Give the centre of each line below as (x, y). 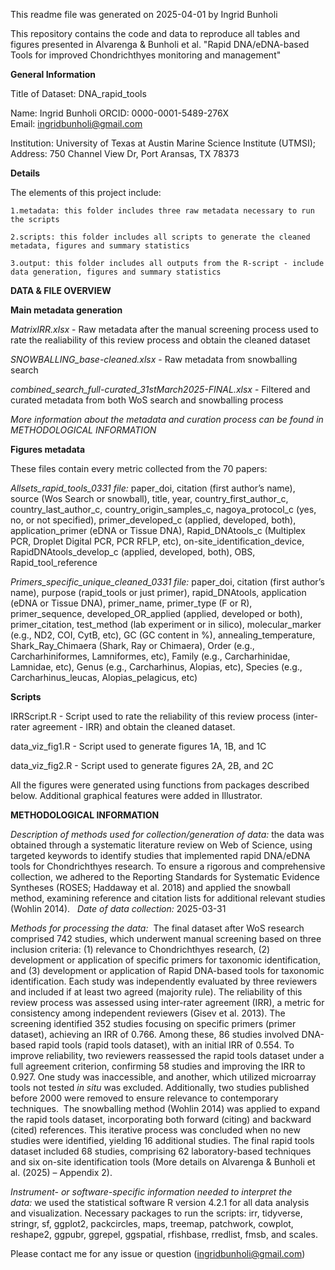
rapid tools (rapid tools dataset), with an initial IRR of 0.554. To (166, 1045)
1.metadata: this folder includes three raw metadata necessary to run (162, 211)
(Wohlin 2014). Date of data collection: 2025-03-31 (118, 908)
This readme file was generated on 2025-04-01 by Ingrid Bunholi (144, 14)
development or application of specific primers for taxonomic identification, (166, 960)
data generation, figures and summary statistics (116, 272)
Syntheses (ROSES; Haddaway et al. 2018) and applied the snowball (150, 887)
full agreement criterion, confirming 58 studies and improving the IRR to (158, 1066)
